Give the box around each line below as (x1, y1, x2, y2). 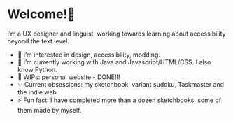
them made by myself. (17, 106, 82, 114)
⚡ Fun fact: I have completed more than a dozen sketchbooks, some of (17, 96, 222, 104)
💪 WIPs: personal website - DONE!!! (17, 73, 120, 81)
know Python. (17, 65, 57, 73)
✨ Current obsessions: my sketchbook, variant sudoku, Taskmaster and (17, 80, 225, 88)
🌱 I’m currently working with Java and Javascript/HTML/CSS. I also (17, 57, 211, 66)
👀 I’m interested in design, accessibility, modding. (17, 50, 161, 59)
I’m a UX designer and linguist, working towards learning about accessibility (7, 29, 226, 38)
